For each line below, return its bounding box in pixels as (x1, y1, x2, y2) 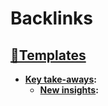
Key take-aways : (24, 73, 98, 85)
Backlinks (10, 7, 94, 30)
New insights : (39, 84, 99, 96)
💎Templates (10, 47, 87, 64)
